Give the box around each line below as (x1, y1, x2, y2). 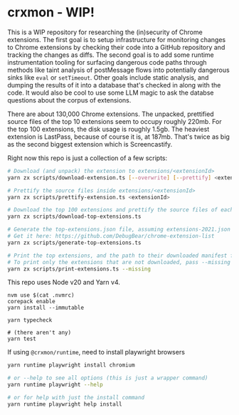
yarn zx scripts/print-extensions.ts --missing (7, 265, 152, 273)
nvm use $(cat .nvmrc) (7, 292, 75, 299)
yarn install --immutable (7, 304, 84, 312)
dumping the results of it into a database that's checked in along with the (7, 80, 221, 89)
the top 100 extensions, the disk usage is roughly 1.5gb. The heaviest (7, 125, 210, 133)
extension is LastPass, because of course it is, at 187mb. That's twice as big (7, 132, 230, 141)
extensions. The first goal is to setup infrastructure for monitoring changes (7, 35, 226, 43)
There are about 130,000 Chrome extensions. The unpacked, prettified (7, 110, 215, 118)
